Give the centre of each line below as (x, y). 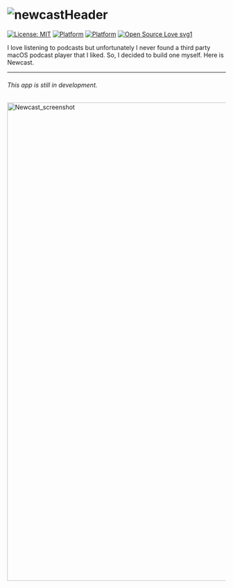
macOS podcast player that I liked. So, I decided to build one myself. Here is (115, 55)
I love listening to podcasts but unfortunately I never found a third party (109, 47)
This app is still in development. (52, 85)
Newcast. (21, 62)
